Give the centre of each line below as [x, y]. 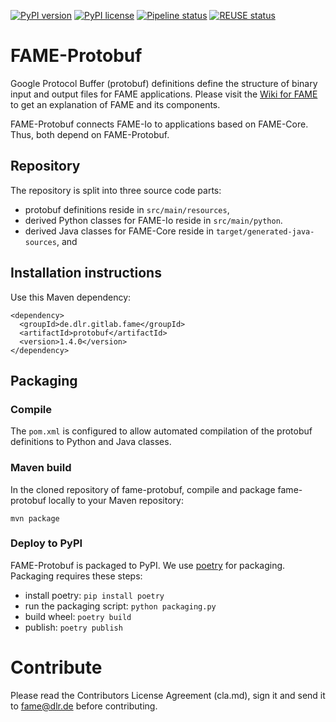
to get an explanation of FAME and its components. [115, 104]
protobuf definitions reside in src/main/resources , [127, 209]
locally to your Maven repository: [116, 500]
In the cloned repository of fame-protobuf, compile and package [143, 489]
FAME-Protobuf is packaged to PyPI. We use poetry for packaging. [148, 565]
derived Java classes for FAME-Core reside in [119, 231]
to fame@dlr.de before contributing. [84, 706]
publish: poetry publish [73, 627]
